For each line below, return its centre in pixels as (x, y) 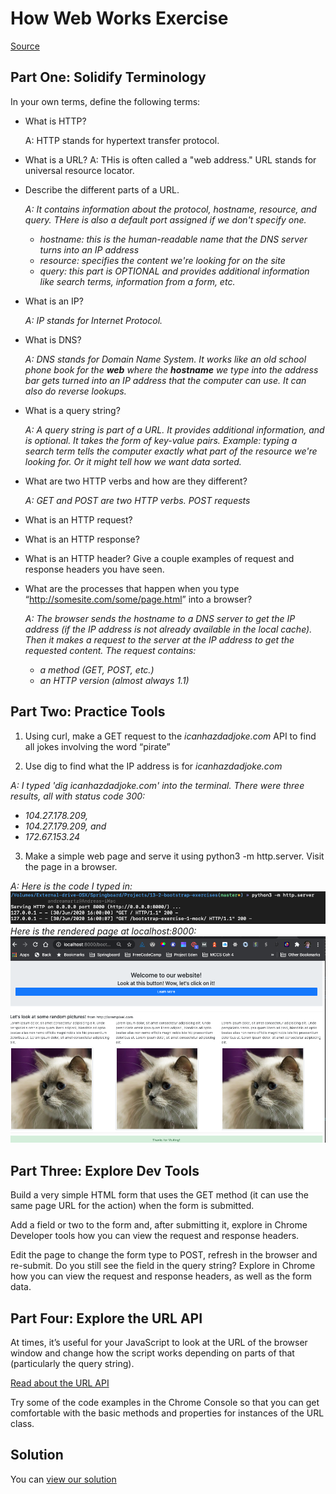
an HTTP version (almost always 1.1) (114, 680)
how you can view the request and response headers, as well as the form (161, 1276)
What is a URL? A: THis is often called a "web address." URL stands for (170, 159)
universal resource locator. (79, 170)
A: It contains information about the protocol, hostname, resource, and (170, 209)
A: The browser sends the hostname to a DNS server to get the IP (160, 618)
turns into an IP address (89, 249)
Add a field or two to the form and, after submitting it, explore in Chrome (159, 1225)
